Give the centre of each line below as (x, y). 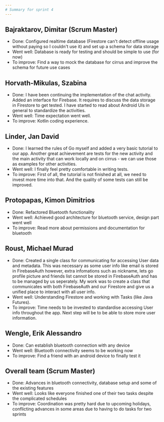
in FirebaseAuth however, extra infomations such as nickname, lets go (82, 271)
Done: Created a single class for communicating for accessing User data (85, 260)
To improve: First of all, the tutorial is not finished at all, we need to (79, 175)
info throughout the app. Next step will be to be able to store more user (84, 312)
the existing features (33, 388)
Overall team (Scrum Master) (50, 371)
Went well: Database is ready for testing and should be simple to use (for (85, 52)
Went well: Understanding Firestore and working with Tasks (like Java (82, 297)
